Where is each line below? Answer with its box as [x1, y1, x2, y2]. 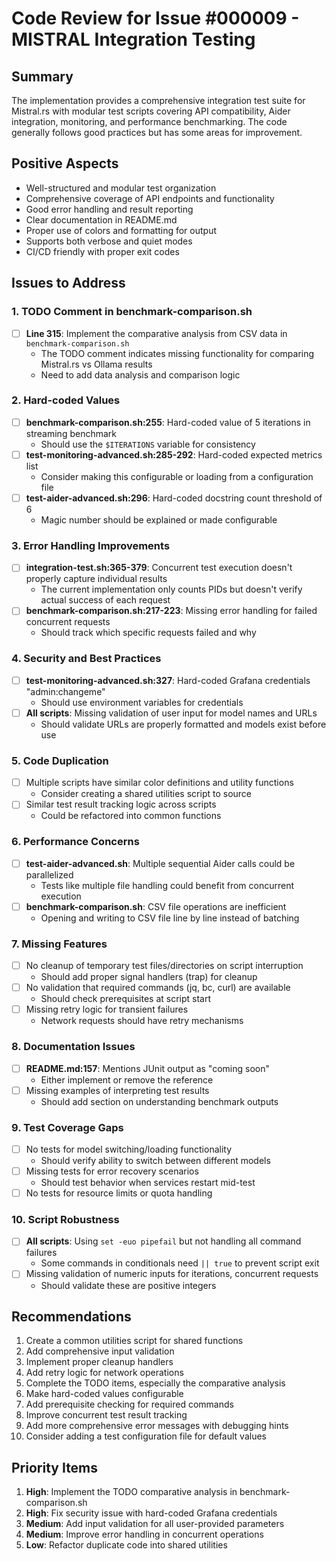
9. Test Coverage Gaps [11, 1120, 124, 1134]
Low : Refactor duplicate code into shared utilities [25, 1539, 228, 1551]
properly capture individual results [25, 573, 168, 585]
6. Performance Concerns [11, 835, 140, 849]
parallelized [25, 868, 74, 881]
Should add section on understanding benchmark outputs [40, 1095, 279, 1107]
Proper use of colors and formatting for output [25, 224, 217, 236]
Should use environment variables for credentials [40, 696, 244, 708]
